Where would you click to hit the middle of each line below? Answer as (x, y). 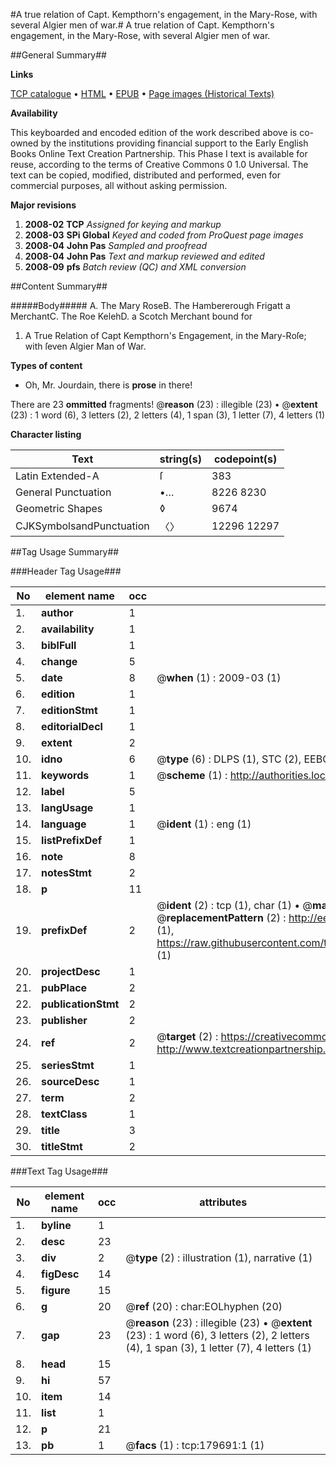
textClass (64, 1114)
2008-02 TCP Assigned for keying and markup (123, 224)
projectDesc (71, 971)
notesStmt (66, 872)
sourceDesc (70, 1081)
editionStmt (69, 710)
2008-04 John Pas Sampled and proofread (116, 245)
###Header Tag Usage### (66, 571)
